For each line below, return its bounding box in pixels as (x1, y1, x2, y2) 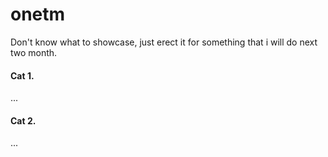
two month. (10, 46, 58, 58)
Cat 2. (10, 114, 37, 127)
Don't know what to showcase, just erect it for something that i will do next (10, 36, 318, 48)
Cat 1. (10, 69, 35, 82)
